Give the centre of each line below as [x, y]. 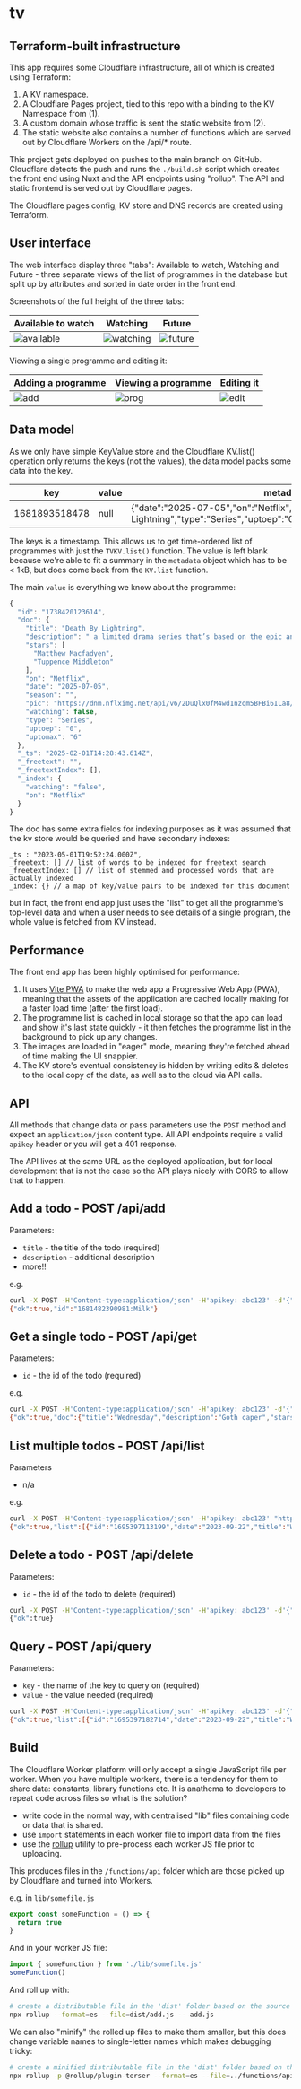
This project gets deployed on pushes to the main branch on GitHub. [136, 159]
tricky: [21, 2050]
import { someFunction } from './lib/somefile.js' [106, 1964]
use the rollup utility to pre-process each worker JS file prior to [138, 1844]
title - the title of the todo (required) [91, 1247]
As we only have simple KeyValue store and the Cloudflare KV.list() [132, 451]
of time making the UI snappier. [80, 1056]
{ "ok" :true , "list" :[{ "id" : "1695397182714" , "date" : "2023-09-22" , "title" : [148, 1719]
